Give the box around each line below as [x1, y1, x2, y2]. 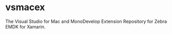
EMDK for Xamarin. [5, 23, 46, 29]
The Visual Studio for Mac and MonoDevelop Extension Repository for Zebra [5, 18, 167, 24]
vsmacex [5, 2, 45, 13]
